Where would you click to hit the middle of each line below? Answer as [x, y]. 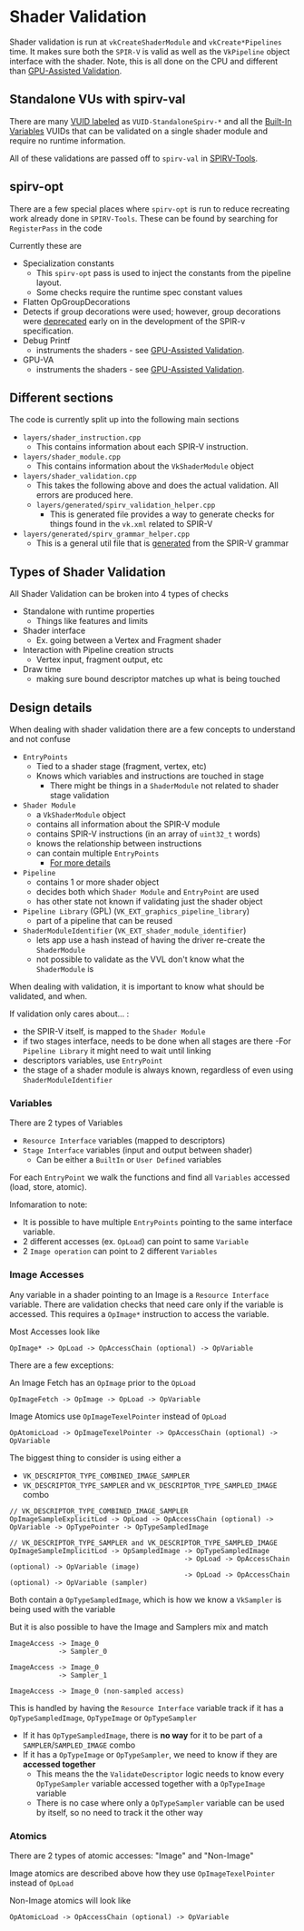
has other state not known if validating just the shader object [149, 901]
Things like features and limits [92, 621]
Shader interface [54, 631]
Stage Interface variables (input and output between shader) [137, 1150]
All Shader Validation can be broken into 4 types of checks [119, 594]
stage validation [79, 795]
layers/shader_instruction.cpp [82, 438]
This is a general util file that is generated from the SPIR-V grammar [162, 543]
